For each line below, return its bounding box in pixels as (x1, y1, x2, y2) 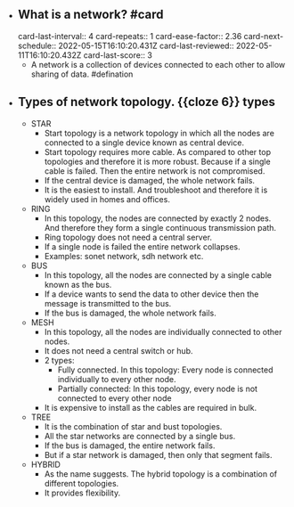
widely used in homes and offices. (44, 193, 171, 204)
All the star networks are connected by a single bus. (44, 430, 236, 441)
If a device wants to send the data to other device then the (44, 289, 259, 299)
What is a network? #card (17, 7, 164, 22)
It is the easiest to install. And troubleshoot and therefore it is (44, 184, 268, 195)
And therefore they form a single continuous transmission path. (44, 222, 277, 233)
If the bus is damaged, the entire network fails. (44, 440, 216, 451)
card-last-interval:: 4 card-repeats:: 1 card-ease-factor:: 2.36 (17, 30, 242, 41)
